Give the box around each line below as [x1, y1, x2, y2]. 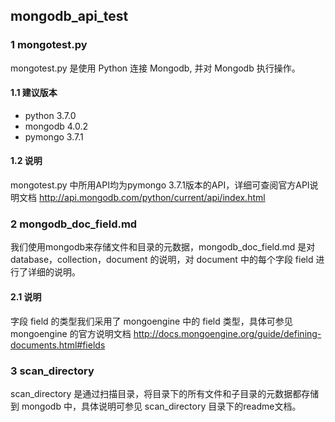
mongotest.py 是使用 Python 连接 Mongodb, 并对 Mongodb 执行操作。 [10, 62, 301, 74]
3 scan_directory [10, 364, 95, 378]
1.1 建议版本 [10, 87, 58, 99]
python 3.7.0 [24, 109, 77, 121]
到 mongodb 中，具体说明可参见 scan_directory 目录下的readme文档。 [10, 400, 302, 412]
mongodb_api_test [10, 8, 129, 25]
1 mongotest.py [10, 38, 88, 52]
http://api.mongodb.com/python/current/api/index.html [38, 192, 266, 204]
